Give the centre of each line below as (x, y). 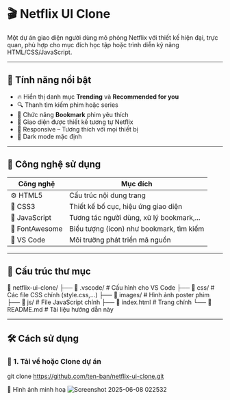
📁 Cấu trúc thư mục (49, 271)
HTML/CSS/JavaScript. (40, 52)
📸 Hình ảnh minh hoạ (37, 390)
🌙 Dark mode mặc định (49, 136)
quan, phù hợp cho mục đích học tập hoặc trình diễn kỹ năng (93, 45)
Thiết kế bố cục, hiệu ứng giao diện (126, 206)
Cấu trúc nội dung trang (107, 195)
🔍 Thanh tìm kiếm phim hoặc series (67, 105)
